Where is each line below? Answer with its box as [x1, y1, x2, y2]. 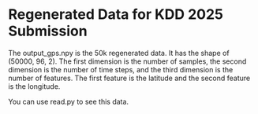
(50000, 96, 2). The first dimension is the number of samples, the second [8, 57, 247, 66]
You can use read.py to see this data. [8, 97, 129, 106]
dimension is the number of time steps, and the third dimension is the [8, 64, 234, 74]
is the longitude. [8, 81, 61, 91]
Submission [8, 22, 88, 40]
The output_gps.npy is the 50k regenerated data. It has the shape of [8, 48, 230, 57]
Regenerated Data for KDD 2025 [8, 6, 223, 24]
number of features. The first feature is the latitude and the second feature [8, 73, 251, 83]
